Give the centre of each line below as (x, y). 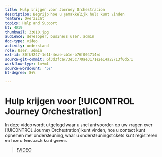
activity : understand (27, 46)
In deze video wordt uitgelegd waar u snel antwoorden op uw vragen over (79, 125)
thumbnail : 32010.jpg (27, 32)
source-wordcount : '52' (29, 69)
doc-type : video (21, 41)
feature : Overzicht (25, 18)
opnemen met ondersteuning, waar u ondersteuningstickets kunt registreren (81, 135)
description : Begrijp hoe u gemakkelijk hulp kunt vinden (65, 14)
